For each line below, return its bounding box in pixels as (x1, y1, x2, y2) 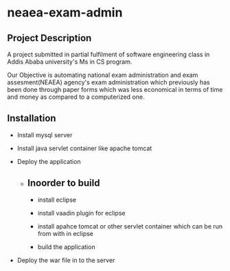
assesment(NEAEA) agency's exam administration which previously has (7, 78, 211, 86)
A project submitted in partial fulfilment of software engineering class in (7, 50, 210, 58)
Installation (7, 113, 56, 124)
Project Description (7, 32, 92, 44)
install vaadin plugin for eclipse (37, 209, 126, 217)
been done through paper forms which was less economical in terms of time (7, 86, 223, 93)
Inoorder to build (27, 177, 100, 189)
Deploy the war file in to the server (16, 256, 115, 264)
